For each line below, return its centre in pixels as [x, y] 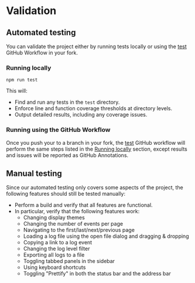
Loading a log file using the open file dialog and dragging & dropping [106, 236]
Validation [31, 11]
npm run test [22, 80]
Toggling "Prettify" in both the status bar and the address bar [97, 274]
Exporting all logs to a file [54, 255]
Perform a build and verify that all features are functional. [84, 205]
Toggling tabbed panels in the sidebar [69, 261]
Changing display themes [54, 217]
